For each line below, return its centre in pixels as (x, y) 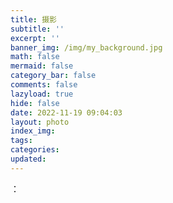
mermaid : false (42, 66)
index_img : (33, 131)
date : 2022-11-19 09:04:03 (66, 112)
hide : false (35, 103)
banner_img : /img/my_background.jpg (86, 47)
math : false (35, 57)
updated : (28, 159)
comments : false (44, 85)
